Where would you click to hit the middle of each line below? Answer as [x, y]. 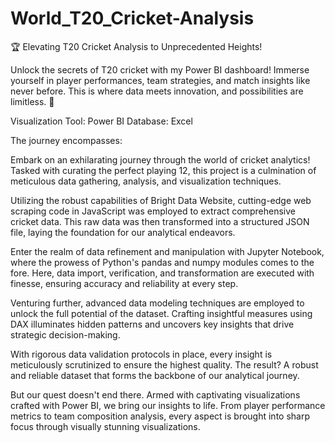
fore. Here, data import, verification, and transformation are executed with [162, 273]
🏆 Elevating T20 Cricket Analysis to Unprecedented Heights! [136, 46]
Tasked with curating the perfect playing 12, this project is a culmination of [163, 170]
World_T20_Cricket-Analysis [132, 18]
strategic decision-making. [65, 334]
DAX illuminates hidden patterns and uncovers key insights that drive [152, 324]
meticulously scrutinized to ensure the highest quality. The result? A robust [164, 364]
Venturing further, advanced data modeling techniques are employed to [157, 303]
